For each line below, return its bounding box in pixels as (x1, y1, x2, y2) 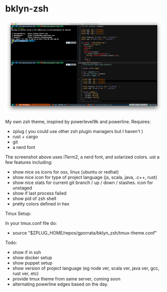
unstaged (12, 185, 32, 191)
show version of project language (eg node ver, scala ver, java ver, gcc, (12, 265, 160, 271)
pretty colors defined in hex (12, 201, 70, 207)
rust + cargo (12, 133, 38, 140)
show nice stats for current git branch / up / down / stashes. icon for (12, 179, 153, 185)
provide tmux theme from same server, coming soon (12, 276, 121, 282)
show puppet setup (12, 260, 52, 266)
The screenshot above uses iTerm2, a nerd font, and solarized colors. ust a (5, 154, 160, 160)
